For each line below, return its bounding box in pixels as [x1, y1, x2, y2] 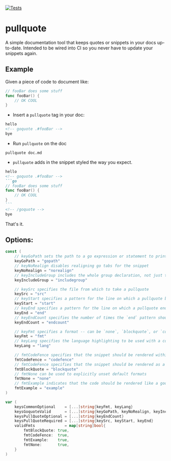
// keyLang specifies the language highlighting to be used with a [14, 339, 160, 344]
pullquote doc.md [5, 150, 42, 155]
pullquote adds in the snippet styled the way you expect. [12, 159, 133, 165]
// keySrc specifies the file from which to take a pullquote [14, 287, 149, 292]
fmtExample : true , [23, 437, 70, 443]
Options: [5, 236, 34, 245]
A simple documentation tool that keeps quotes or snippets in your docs [5, 39, 156, 45]
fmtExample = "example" [14, 386, 65, 391]
